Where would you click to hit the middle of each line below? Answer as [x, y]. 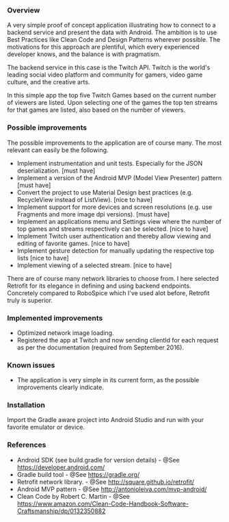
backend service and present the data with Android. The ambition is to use [112, 32]
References [27, 445]
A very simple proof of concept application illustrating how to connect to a [112, 25]
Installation [26, 405]
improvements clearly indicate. [60, 387]
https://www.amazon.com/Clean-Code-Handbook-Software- [103, 504]
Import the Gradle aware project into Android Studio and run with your [105, 420]
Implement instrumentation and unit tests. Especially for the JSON [110, 163]
